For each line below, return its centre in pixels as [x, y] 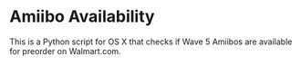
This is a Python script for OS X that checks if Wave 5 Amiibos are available [151, 42]
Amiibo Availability [82, 17]
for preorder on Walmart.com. [65, 51]
